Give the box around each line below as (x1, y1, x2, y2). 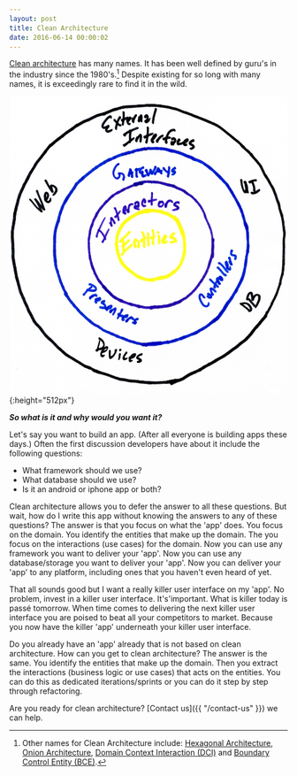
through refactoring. (9, 686, 82, 696)
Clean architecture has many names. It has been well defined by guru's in (9, 58, 277, 69)
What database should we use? (21, 474, 137, 486)
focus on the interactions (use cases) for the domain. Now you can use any (9, 539, 283, 549)
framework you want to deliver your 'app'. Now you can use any (9, 549, 242, 559)
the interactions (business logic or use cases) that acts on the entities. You (9, 667, 281, 678)
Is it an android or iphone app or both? (21, 484, 162, 495)
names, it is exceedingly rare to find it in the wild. (9, 79, 187, 89)
